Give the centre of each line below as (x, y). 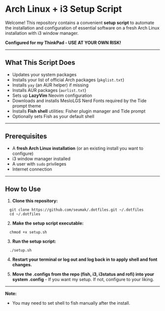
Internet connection (32, 169)
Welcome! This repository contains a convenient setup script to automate (80, 23)
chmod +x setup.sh (28, 232)
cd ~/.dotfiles (25, 214)
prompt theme (27, 106)
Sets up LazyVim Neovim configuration (52, 95)
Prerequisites (26, 136)
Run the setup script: (34, 241)
